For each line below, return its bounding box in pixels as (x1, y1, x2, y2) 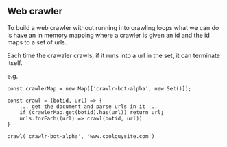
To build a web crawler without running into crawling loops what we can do (7, 23, 219, 31)
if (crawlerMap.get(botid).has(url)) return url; (19, 109, 165, 116)
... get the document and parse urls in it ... (19, 103, 158, 110)
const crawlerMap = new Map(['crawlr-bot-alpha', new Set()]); (7, 85, 192, 92)
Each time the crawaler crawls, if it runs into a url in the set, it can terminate (7, 51, 221, 59)
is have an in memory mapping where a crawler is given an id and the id (7, 31, 211, 39)
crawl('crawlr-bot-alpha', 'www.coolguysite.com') (7, 133, 155, 139)
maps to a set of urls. (7, 38, 67, 46)
